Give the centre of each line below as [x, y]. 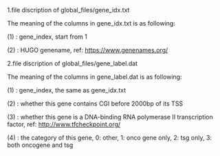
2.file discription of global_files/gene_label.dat [73, 64]
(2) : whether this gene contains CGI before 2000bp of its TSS [95, 104]
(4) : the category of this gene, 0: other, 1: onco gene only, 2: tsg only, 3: [109, 138]
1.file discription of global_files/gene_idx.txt [68, 10]
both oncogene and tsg [40, 145]
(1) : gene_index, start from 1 [47, 37]
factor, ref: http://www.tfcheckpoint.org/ [64, 124]
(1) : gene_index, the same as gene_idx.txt [67, 90]
